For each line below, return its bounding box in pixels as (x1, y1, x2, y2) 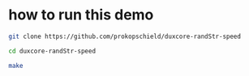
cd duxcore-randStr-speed (8, 47, 96, 55)
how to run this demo (8, 6, 154, 24)
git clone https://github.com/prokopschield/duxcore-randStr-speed (8, 32, 242, 40)
